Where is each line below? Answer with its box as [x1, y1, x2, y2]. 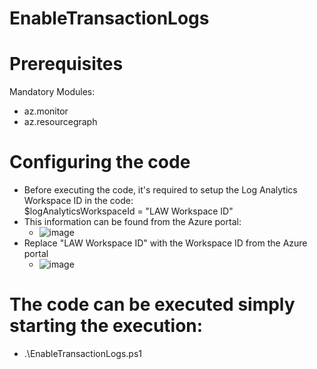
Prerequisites [9, 53, 124, 76]
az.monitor [23, 105, 69, 117]
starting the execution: [9, 315, 204, 337]
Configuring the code [9, 151, 191, 174]
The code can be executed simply [9, 293, 296, 316]
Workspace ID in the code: [23, 195, 134, 207]
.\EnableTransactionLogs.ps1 [23, 348, 142, 359]
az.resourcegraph [23, 116, 98, 128]
